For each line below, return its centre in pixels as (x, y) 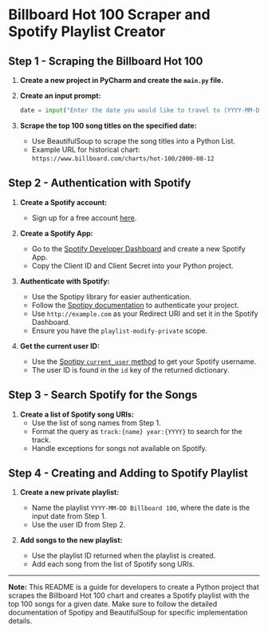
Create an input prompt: (60, 96)
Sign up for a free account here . (84, 218)
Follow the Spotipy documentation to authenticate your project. (135, 305)
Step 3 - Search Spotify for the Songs (103, 395)
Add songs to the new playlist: (71, 540)
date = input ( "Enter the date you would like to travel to (120, 110)
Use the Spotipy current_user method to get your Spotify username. (144, 361)
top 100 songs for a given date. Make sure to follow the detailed (113, 604)
